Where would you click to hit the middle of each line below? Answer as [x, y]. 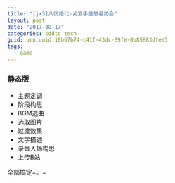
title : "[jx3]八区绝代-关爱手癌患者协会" [63, 14]
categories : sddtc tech [42, 33]
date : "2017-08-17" [36, 27]
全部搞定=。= [27, 172]
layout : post [26, 20]
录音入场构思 [36, 149]
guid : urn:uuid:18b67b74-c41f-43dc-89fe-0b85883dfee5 [88, 40]
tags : [15, 46]
